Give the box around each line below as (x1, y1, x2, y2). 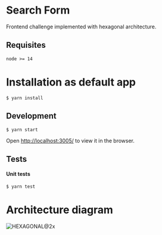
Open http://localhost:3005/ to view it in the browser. (6, 137, 135, 144)
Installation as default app (6, 75, 136, 89)
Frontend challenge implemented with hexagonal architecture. (6, 23, 157, 30)
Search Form (6, 4, 70, 17)
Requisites (6, 40, 46, 50)
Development (6, 111, 57, 121)
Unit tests (6, 171, 31, 178)
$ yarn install (6, 95, 44, 101)
